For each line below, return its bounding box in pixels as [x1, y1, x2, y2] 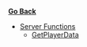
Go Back [8, 7, 37, 16]
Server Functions [19, 22, 76, 31]
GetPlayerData [31, 31, 79, 39]
